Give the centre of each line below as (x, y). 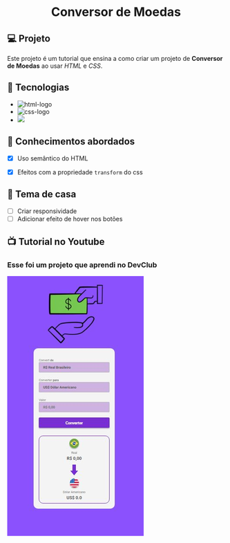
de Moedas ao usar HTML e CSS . (55, 66)
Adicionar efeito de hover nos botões (70, 219)
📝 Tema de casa (42, 194)
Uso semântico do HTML (52, 158)
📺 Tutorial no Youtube (56, 242)
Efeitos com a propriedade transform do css (80, 172)
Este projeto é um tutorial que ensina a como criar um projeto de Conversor (115, 58)
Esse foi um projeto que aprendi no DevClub (82, 265)
